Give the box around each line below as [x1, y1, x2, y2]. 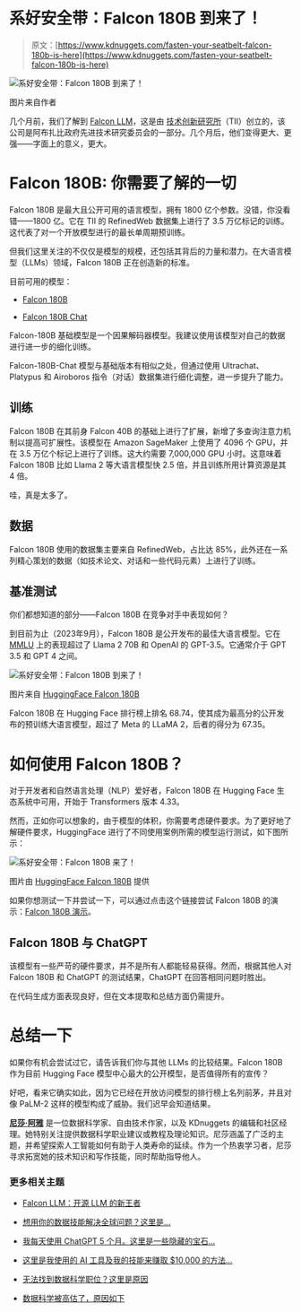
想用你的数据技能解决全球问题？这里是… [21, 1217, 171, 1228]
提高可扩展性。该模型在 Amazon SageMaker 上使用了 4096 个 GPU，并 [24, 437, 288, 447]
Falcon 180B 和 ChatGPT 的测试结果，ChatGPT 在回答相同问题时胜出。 [9, 972, 271, 983]
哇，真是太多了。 [9, 490, 73, 500]
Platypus [9, 371, 42, 382]
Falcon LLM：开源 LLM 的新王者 [21, 1198, 142, 1209]
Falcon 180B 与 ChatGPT [9, 934, 148, 951]
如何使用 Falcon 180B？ [9, 754, 185, 774]
